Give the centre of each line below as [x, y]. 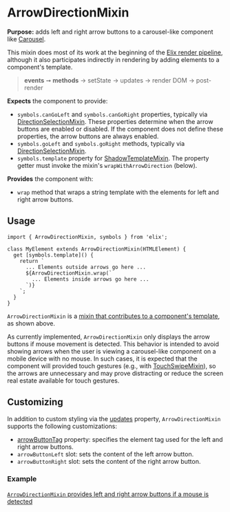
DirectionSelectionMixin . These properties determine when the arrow [115, 121]
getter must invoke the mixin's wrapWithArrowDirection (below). [107, 165]
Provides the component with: [50, 179]
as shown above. [31, 323]
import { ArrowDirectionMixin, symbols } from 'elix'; [87, 237]
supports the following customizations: [62, 426]
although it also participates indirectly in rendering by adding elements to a [113, 59]
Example [22, 479]
